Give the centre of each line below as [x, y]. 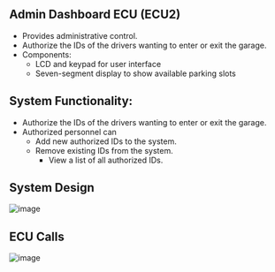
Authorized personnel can [69, 132]
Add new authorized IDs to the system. [106, 141]
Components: [47, 54]
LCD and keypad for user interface [98, 64]
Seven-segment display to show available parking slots [136, 73]
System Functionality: [71, 101]
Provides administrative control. [80, 35]
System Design [52, 188]
